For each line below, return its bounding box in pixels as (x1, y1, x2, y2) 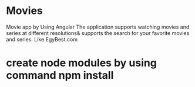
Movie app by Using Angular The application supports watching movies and (6, 23, 190, 30)
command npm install (6, 69, 114, 82)
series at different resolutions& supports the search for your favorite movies (6, 29, 190, 36)
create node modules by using (6, 57, 157, 69)
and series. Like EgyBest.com (6, 36, 78, 43)
